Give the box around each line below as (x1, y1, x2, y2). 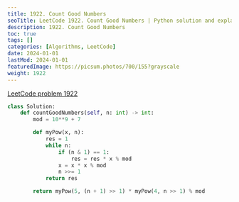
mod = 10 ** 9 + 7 (33, 116, 81, 123)
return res (45, 175, 78, 182)
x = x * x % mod (58, 162, 107, 169)
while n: (45, 142, 72, 149)
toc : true (7, 30, 37, 38)
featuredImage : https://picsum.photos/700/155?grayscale (7, 63, 180, 70)
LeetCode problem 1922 (7, 89, 78, 98)
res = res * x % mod (70, 155, 132, 162)
